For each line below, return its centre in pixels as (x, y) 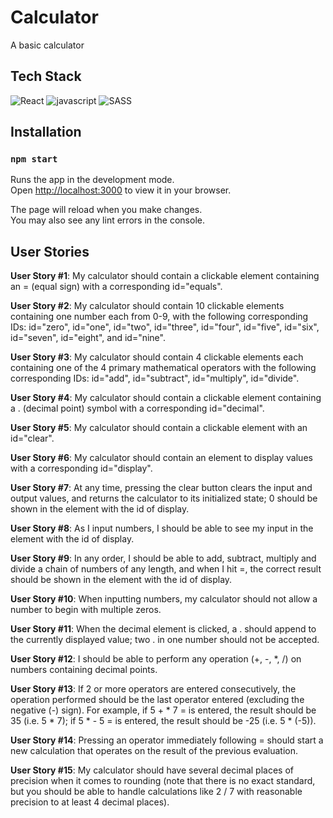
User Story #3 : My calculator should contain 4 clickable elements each (157, 357)
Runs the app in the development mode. (92, 180)
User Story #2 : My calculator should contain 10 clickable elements (147, 306)
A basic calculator (47, 45)
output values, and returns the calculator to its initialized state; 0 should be (164, 498)
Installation (46, 132)
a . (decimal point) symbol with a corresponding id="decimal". (137, 408)
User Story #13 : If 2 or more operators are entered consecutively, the (153, 689)
